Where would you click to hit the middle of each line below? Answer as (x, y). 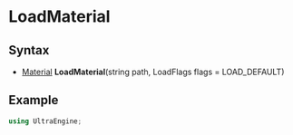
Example (34, 100)
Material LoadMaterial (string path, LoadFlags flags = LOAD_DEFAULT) (153, 72)
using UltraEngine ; (45, 121)
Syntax (29, 50)
